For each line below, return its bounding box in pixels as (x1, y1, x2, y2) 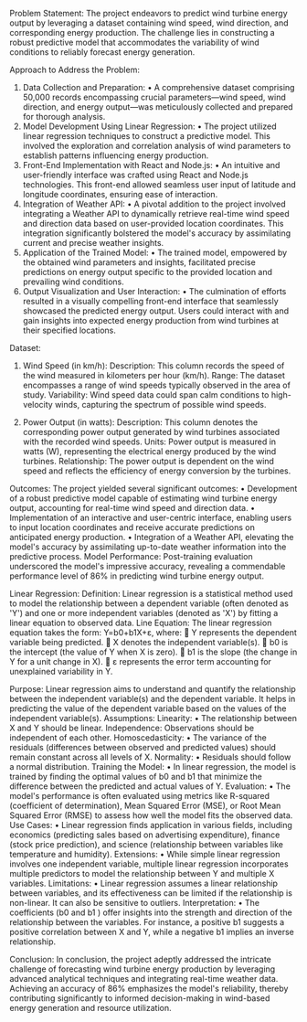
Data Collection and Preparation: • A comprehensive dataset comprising (22, 82, 295, 92)
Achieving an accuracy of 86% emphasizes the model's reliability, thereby (9, 983, 289, 994)
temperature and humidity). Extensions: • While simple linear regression (9, 849, 281, 859)
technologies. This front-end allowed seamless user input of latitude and (22, 179, 297, 190)
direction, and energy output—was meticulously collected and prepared (22, 101, 294, 112)
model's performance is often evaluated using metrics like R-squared (9, 791, 270, 801)
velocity (22, 399, 53, 410)
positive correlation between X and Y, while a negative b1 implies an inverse (9, 927, 295, 937)
